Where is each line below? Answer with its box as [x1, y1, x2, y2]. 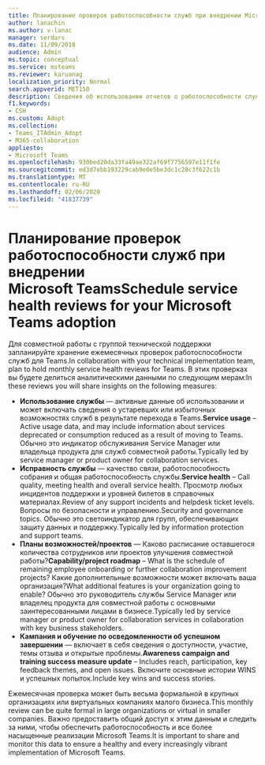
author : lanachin [8, 19, 65, 27]
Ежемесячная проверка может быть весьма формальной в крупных [8, 689, 239, 699]
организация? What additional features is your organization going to [19, 582, 241, 591]
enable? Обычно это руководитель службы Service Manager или [19, 590, 237, 599]
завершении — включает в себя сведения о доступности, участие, [19, 640, 248, 650]
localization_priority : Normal [8, 77, 111, 85]
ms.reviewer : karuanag [8, 70, 83, 78]
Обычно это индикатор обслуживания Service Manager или [19, 439, 221, 448]
